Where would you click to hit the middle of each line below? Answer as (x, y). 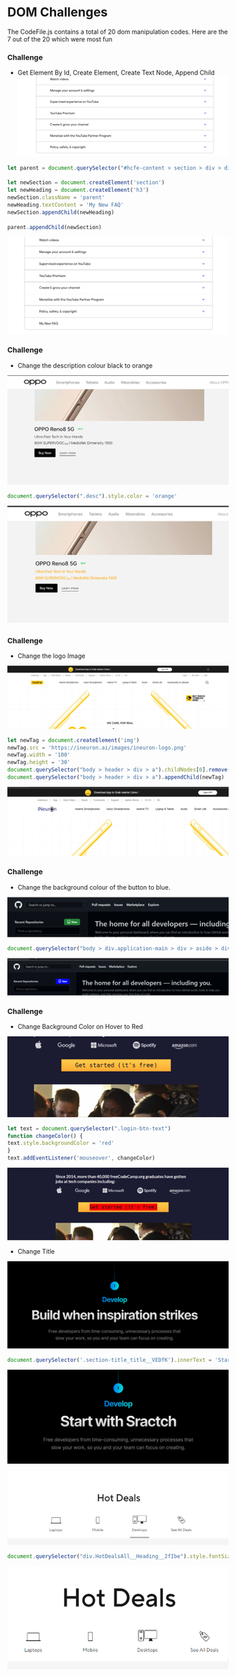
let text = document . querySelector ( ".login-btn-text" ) (89, 1129)
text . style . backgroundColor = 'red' (61, 1143)
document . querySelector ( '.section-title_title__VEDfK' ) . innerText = (110, 1360)
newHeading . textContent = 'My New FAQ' (66, 205)
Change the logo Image (51, 656)
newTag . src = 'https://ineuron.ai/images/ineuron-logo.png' (97, 748)
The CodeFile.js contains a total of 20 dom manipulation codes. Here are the (118, 32)
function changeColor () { (45, 1136)
